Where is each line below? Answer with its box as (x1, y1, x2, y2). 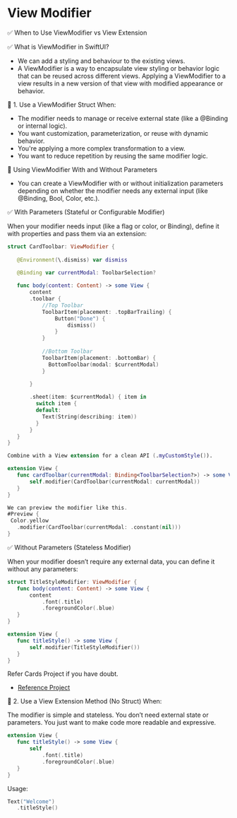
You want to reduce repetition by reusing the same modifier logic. (17, 151, 208, 160)
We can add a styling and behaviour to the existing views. (17, 57, 186, 65)
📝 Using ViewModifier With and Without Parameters (7, 165, 157, 174)
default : (35, 407, 61, 414)
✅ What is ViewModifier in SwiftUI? (7, 42, 109, 51)
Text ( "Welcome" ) (7, 797, 55, 805)
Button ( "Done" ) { (54, 315, 106, 322)
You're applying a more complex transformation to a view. (17, 144, 186, 153)
